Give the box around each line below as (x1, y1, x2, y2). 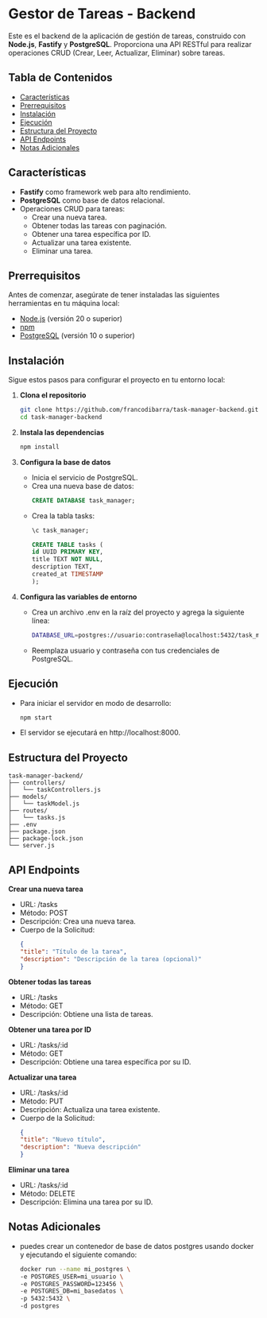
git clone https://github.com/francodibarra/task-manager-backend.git (19, 406, 259, 414)
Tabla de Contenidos (8, 71, 113, 84)
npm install (19, 443, 60, 451)
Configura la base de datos (19, 457, 111, 467)
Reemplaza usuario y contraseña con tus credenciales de (31, 645, 220, 655)
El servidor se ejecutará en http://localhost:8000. (19, 728, 181, 738)
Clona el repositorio (19, 390, 87, 400)
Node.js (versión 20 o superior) (19, 314, 123, 324)
